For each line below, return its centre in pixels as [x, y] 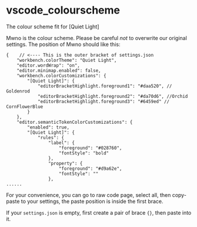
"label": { [61, 143]
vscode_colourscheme [63, 10]
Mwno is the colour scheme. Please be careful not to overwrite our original [96, 38]
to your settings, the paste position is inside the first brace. [92, 201]
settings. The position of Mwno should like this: [63, 44]
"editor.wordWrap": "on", [49, 65]
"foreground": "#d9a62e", [90, 169]
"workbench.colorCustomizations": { [62, 75]
